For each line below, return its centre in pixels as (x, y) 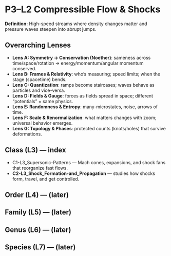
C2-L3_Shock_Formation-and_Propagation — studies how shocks (83, 173)
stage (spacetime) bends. (39, 79)
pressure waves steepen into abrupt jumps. (51, 29)
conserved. (24, 68)
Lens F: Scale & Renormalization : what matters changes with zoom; (84, 117)
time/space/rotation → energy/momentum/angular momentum (78, 63)
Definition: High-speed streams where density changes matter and (76, 24)
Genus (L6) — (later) (38, 230)
